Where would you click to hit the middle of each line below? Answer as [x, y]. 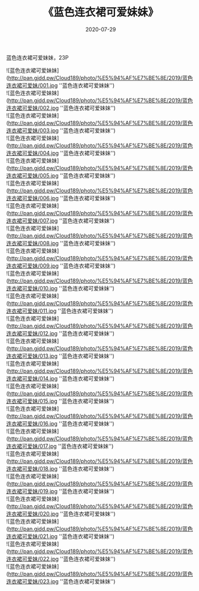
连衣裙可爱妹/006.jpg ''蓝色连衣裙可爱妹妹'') [61, 198]
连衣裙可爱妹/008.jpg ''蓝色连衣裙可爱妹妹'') [61, 243]
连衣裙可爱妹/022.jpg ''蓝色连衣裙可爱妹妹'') [61, 559]
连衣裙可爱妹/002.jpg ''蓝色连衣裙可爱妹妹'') [61, 108]
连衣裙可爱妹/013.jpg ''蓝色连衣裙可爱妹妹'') [61, 356]
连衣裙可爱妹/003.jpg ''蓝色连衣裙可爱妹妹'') [61, 130]
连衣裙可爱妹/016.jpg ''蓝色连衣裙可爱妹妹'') [61, 423]
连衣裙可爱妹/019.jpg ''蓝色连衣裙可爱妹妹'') [61, 491]
